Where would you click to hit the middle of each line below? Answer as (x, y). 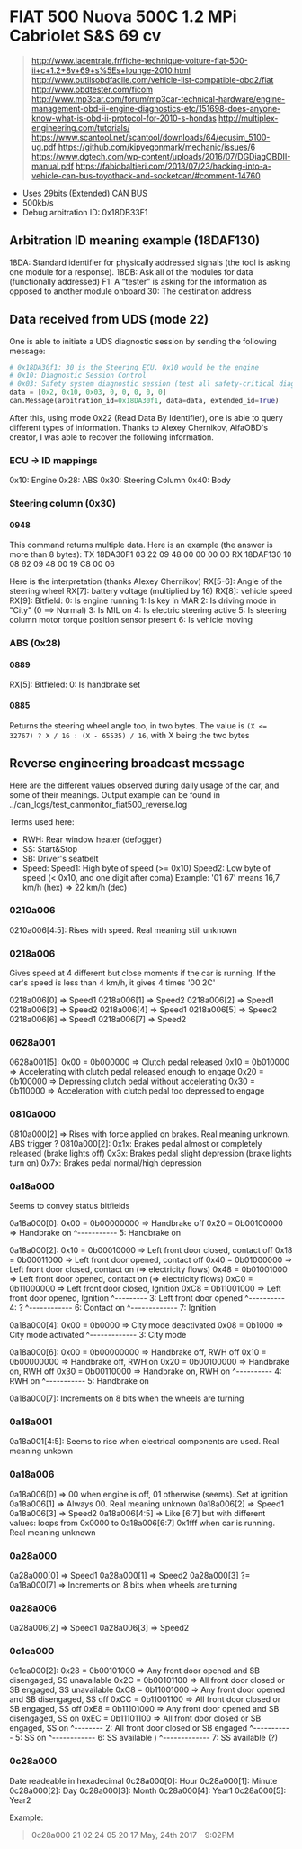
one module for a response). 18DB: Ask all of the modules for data (131, 271)
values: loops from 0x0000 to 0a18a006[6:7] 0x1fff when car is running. (142, 1523)
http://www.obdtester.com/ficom (92, 89)
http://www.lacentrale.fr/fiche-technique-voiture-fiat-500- (140, 60)
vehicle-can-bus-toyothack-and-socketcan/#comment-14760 (146, 175)
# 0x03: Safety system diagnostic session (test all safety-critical (142, 384)
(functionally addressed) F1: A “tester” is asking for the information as (138, 281)
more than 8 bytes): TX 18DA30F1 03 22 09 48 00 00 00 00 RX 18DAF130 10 (151, 554)
